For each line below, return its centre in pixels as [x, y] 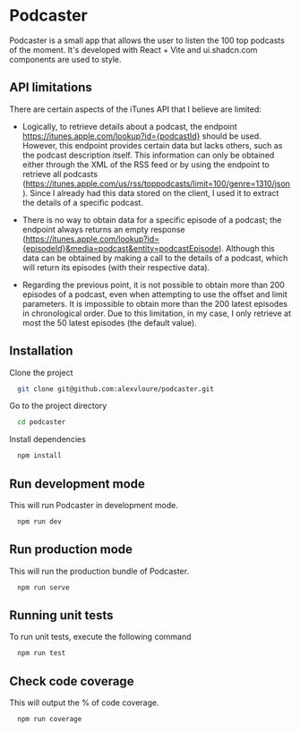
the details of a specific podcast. [82, 202]
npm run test [42, 653]
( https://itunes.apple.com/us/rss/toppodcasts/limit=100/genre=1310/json [156, 183]
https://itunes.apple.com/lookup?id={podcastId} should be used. [141, 136]
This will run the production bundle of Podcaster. [99, 571]
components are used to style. [65, 59]
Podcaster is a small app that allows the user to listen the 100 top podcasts [147, 40]
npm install [40, 456]
